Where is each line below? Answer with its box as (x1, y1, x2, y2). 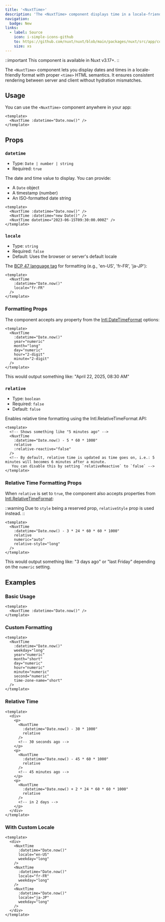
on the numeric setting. (5, 564, 51, 570)
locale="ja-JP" (18, 895, 50, 900)
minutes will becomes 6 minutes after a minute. (5, 460, 107, 465)
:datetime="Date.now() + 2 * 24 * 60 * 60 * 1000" (23, 786, 129, 791)
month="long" (14, 343, 41, 348)
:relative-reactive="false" (14, 447, 71, 452)
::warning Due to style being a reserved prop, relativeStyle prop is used (5, 505, 154, 511)
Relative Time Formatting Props (5, 479, 82, 486)
